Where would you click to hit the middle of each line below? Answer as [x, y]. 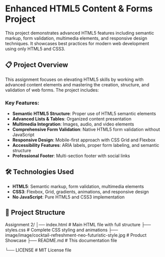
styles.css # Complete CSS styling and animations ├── [62, 230]
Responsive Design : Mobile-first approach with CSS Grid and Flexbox [84, 140]
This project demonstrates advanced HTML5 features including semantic [80, 33]
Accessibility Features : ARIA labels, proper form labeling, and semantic [86, 145]
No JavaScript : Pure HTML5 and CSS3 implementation [68, 197]
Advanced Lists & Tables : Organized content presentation [72, 119]
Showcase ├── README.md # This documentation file [61, 240]
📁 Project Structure [35, 213]
